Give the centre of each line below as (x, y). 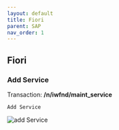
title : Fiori (26, 20)
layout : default (30, 13)
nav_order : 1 (26, 32)
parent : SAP (24, 26)
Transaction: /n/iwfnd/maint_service (60, 94)
